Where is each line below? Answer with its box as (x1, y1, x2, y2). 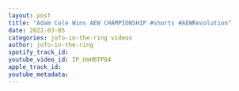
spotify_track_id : (8, 48, 69, 56)
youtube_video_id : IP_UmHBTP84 (8, 56, 112, 64)
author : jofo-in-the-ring (8, 41, 93, 49)
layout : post (8, 11, 51, 20)
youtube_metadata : (8, 70, 69, 78)
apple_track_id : (8, 63, 62, 71)
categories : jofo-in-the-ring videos (8, 33, 133, 42)
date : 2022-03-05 (8, 26, 66, 34)
